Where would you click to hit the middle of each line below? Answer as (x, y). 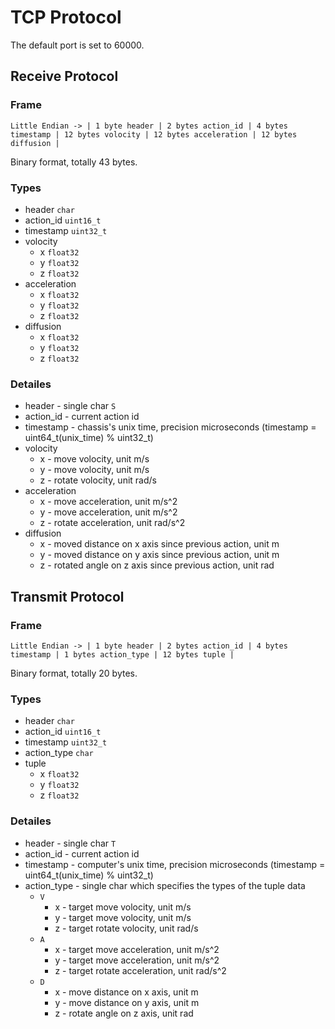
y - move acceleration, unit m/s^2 (108, 512)
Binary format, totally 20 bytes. (74, 673)
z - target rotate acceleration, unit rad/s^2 (140, 970)
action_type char (59, 753)
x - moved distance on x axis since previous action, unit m (159, 544)
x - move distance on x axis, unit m (126, 992)
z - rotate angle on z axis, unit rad (124, 1013)
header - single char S (70, 406)
